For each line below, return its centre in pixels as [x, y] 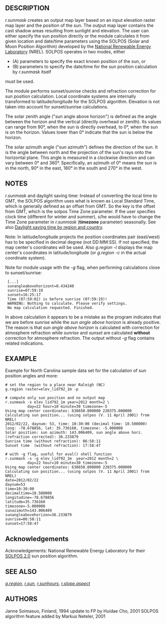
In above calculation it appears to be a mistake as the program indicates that [83, 317]
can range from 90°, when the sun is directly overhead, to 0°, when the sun [82, 127]
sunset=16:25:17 [24, 295]
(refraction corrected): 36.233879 [42, 437]
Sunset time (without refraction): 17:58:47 [53, 446]
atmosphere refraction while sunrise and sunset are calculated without [78, 333]
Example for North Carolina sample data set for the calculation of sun [76, 370]
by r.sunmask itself [32, 72]
